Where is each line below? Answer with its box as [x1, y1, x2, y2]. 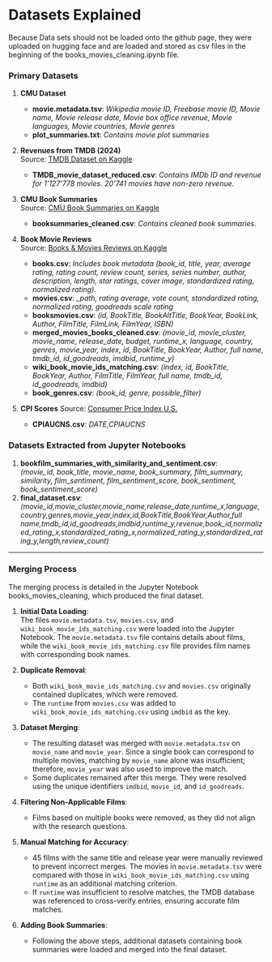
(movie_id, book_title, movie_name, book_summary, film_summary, [19, 466, 244, 476]
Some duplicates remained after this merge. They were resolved [32, 772, 247, 782]
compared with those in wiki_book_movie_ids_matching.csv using [32, 870, 249, 879]
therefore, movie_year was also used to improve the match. [32, 764, 228, 774]
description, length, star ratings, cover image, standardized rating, [32, 276, 255, 286]
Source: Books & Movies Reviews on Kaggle [19, 243, 168, 253]
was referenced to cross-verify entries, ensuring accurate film [32, 895, 240, 905]
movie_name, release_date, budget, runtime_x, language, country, [32, 337, 253, 346]
